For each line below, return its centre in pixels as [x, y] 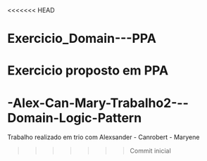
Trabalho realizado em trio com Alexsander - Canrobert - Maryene [103, 137]
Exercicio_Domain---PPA [82, 39]
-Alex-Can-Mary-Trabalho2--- [98, 103]
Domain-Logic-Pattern [75, 118]
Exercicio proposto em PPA [88, 71]
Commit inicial [150, 151]
